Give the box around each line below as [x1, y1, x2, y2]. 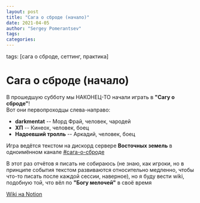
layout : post [6, 8, 39, 15]
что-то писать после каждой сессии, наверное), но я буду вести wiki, [6, 173, 184, 180]
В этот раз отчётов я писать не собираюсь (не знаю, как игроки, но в [6, 159, 184, 167]
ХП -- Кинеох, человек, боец [14, 124, 89, 131]
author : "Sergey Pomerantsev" [6, 25, 82, 32]
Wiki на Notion [6, 190, 43, 198]
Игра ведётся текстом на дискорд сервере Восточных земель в [6, 142, 172, 149]
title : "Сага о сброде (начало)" [6, 14, 90, 20]
